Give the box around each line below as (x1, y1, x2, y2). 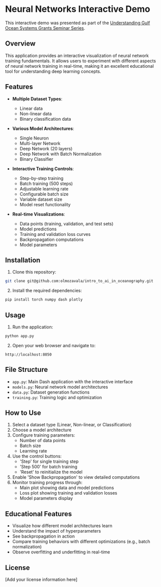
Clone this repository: (12, 269, 56, 275)
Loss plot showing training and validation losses (19, 490, 118, 496)
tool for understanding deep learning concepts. (5, 68, 101, 74)
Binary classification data (19, 116, 72, 122)
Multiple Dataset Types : (12, 95, 63, 102)
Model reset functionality (19, 201, 71, 207)
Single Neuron (19, 135, 49, 141)
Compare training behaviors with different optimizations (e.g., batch (12, 539, 151, 544)
